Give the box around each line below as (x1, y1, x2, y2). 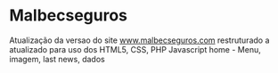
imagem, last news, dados (9, 53, 105, 64)
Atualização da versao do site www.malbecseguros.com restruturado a (9, 35, 270, 45)
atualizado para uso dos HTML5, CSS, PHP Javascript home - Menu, (9, 44, 261, 54)
